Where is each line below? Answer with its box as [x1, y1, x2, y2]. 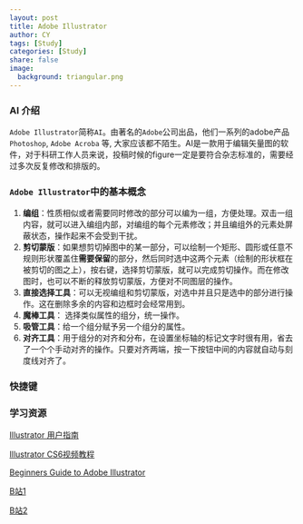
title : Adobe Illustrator [9, 22, 107, 31]
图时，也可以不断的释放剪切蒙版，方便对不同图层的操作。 [22, 276, 238, 287]
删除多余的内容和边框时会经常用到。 [54, 299, 191, 310]
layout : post [9, 13, 59, 23]
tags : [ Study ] [9, 38, 64, 48]
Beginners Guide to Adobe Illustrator [9, 467, 146, 478]
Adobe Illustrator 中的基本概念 [9, 185, 147, 198]
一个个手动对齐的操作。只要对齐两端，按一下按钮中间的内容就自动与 [30, 344, 286, 355]
